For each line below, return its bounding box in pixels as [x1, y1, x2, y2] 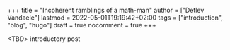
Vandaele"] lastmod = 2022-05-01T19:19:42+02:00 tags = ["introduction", [7, 13, 223, 22]
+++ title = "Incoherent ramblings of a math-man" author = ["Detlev [7, 6, 205, 14]
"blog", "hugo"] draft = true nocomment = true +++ [7, 21, 157, 29]
